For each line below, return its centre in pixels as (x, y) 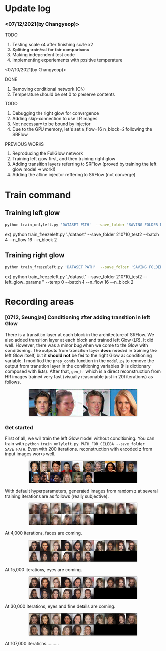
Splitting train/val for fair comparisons (51, 50)
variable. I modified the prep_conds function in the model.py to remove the (80, 361)
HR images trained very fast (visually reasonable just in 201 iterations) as (79, 376)
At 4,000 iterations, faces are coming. (43, 533)
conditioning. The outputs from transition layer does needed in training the (81, 350)
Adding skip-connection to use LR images (55, 119)
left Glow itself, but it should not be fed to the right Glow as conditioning (79, 355)
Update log (28, 9)
